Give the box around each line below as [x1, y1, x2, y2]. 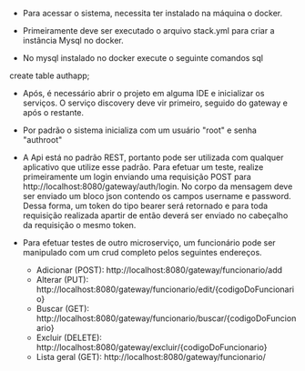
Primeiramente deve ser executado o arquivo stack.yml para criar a [22, 25, 275, 35]
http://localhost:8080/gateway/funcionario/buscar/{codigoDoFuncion [36, 313, 297, 324]
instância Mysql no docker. [22, 35, 125, 45]
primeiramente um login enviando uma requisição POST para [22, 172, 252, 182]
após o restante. [22, 107, 85, 117]
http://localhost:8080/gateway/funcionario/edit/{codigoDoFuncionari [36, 284, 294, 295]
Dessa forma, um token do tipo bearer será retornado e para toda [22, 200, 269, 211]
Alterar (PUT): [36, 275, 89, 285]
